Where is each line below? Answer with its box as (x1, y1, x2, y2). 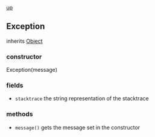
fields (6, 81, 24, 90)
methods (6, 110, 33, 118)
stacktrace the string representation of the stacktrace (14, 95, 149, 102)
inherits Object (6, 37, 43, 45)
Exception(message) (6, 66, 57, 74)
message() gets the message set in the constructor (14, 124, 141, 131)
